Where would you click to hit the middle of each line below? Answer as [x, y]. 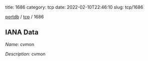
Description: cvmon [26, 54]
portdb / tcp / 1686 [25, 17]
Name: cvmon [20, 44]
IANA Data [22, 32]
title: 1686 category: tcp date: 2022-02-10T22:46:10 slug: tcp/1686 [74, 7]
